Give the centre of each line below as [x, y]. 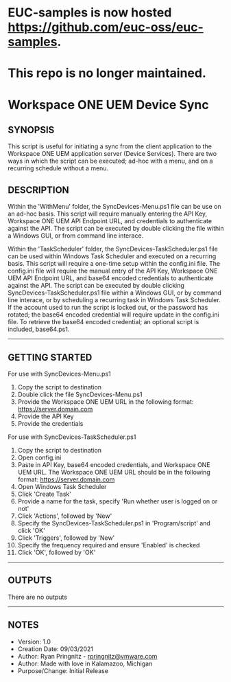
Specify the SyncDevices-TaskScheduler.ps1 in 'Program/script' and [114, 523]
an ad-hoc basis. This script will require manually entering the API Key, [108, 214]
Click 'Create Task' [44, 494]
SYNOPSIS [31, 129]
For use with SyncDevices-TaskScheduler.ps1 [72, 437]
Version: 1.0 [34, 641]
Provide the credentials [50, 423]
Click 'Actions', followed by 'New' [65, 516]
